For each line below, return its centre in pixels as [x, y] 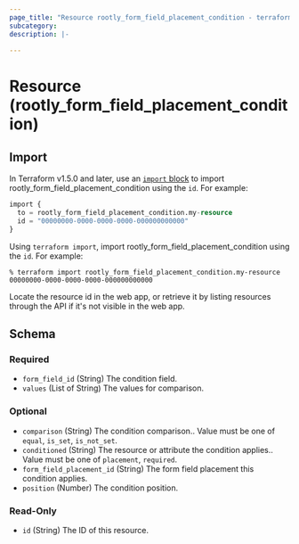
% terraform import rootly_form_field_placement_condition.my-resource [145, 272]
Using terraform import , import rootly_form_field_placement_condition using [149, 246]
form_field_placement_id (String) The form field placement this [138, 468]
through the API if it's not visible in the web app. [97, 306]
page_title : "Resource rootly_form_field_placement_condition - [131, 17]
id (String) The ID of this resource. [85, 531]
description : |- [39, 34]
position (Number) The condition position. [100, 488]
